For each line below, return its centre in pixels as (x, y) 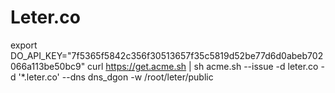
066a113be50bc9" (48, 66)
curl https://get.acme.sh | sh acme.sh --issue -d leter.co (203, 66)
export (24, 45)
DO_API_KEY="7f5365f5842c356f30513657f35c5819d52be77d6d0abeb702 (167, 55)
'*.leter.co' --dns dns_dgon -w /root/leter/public (116, 77)
